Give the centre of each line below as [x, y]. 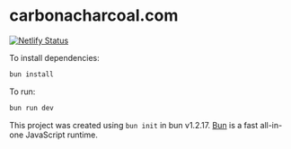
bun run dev [31, 108]
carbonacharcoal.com [94, 16]
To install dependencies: [55, 57]
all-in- [271, 125]
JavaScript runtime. [62, 135]
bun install [31, 74]
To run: [22, 92]
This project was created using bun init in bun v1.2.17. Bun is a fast [134, 125]
